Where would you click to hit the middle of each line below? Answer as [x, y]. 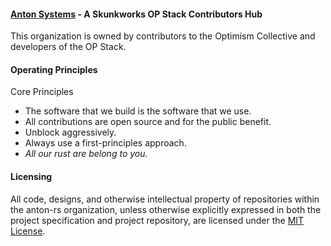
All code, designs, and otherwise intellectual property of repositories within [165, 199]
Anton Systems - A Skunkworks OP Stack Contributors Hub [136, 14]
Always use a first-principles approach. [105, 143]
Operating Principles [54, 69]
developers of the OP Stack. [68, 47]
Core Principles [42, 92]
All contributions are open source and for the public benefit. [148, 122]
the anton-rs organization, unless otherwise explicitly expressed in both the [166, 209]
